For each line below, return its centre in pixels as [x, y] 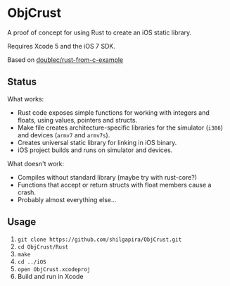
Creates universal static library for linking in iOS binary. [97, 142]
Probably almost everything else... [67, 199]
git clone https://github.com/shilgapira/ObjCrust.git [100, 240]
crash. [27, 192]
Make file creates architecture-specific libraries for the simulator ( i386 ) [120, 128]
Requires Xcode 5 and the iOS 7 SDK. [62, 46]
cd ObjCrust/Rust [43, 247]
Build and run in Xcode [50, 276]
